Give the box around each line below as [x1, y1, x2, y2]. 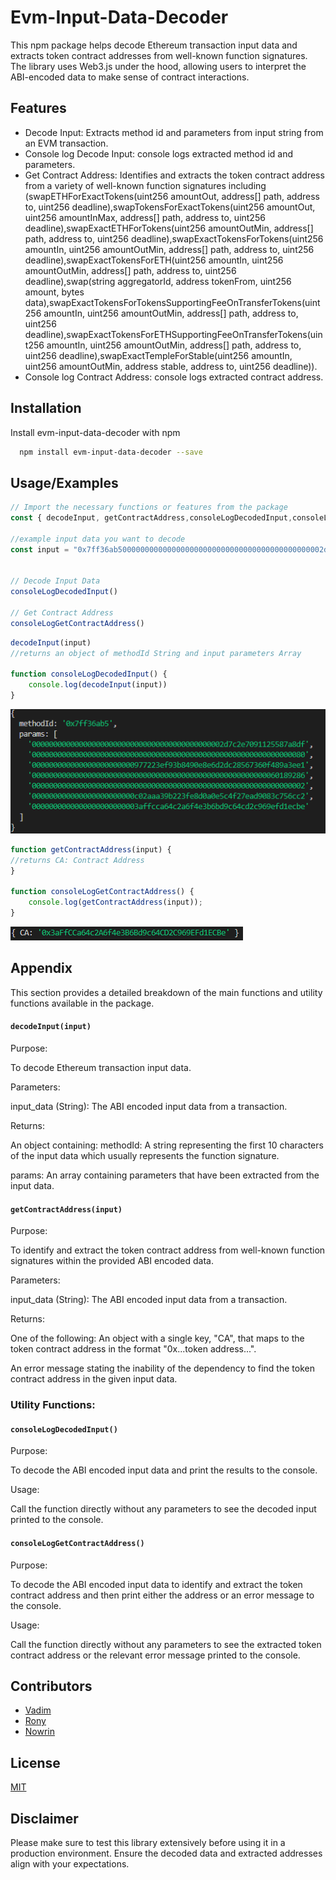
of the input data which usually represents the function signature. [10, 1150, 280, 1161]
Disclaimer [10, 1810, 79, 1827]
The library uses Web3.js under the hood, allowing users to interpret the [10, 60, 307, 72]
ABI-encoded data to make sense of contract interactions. [10, 71, 250, 83]
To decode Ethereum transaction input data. [10, 1062, 192, 1073]
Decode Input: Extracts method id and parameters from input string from [24, 126, 324, 138]
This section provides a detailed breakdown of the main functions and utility [10, 986, 323, 998]
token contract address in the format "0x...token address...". [10, 1343, 257, 1355]
